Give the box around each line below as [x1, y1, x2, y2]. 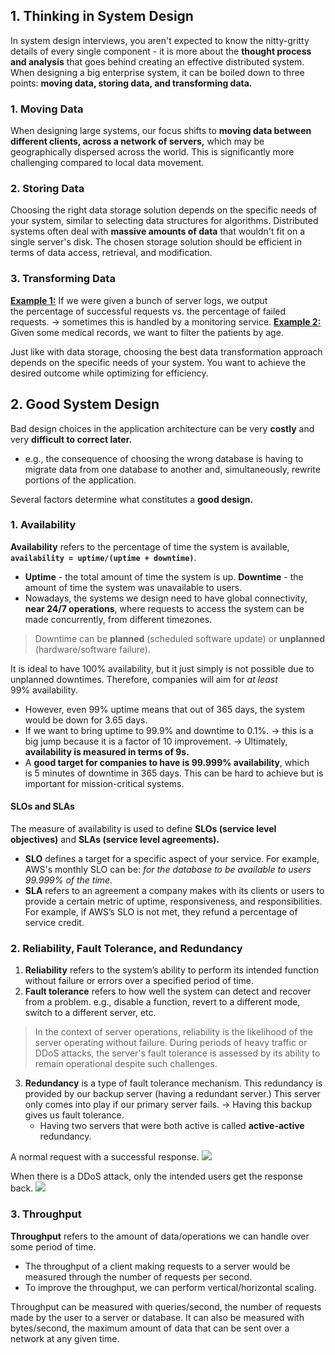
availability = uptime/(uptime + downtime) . [10, 551, 197, 563]
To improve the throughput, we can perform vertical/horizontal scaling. [24, 1281, 317, 1293]
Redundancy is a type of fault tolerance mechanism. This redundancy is [24, 1077, 323, 1089]
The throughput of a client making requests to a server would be [24, 1260, 291, 1272]
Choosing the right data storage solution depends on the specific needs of [10, 204, 318, 216]
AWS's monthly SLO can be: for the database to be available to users [24, 864, 312, 876]
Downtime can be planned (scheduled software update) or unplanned [34, 632, 326, 644]
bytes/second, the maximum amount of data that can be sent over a [10, 1322, 290, 1334]
